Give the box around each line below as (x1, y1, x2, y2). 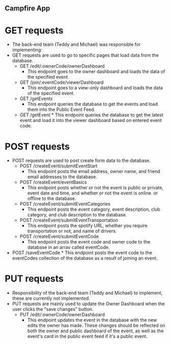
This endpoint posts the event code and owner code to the (27, 239, 151, 245)
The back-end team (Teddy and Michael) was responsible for (12, 41, 141, 47)
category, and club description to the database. (27, 212, 127, 218)
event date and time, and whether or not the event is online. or (27, 190, 158, 196)
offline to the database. (27, 195, 76, 202)
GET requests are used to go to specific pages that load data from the (12, 52, 159, 58)
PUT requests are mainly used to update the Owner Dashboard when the (12, 301, 165, 307)
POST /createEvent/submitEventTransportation (19, 217, 118, 224)
